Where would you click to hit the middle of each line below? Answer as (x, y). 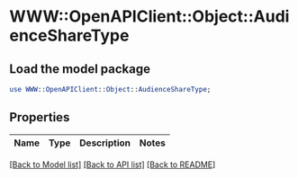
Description (105, 143)
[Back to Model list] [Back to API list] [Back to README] (113, 165)
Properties (40, 117)
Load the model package (80, 69)
